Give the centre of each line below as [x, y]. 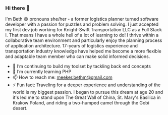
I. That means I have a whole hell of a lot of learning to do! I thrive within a [82, 35]
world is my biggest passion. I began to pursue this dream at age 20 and [88, 92]
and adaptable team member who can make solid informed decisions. [78, 56]
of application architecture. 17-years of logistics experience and [71, 46]
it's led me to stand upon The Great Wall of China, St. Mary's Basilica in [87, 97]
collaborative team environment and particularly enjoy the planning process [84, 40]
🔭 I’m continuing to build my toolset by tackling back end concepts [82, 66]
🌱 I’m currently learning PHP [42, 72]
